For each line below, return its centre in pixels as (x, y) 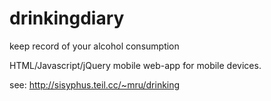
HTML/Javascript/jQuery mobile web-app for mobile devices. (135, 65)
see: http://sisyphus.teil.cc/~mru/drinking (95, 84)
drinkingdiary (67, 18)
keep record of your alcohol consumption (94, 46)
